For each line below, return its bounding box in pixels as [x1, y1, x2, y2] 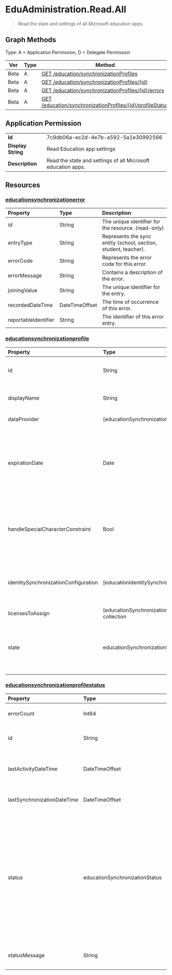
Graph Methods [5, 35, 56, 44]
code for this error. [102, 261, 147, 268]
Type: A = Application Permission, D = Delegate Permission [5, 49, 131, 55]
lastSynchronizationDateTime [8, 796, 78, 803]
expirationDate [8, 459, 44, 466]
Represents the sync [102, 233, 152, 240]
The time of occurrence [102, 298, 159, 305]
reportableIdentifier [8, 316, 55, 323]
